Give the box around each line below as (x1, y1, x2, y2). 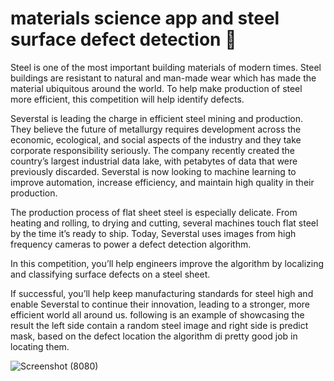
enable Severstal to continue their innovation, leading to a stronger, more (10, 298, 311, 310)
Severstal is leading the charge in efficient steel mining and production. (10, 112, 304, 124)
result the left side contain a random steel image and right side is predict (10, 319, 309, 331)
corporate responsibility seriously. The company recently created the (10, 144, 295, 156)
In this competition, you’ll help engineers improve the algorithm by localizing (10, 257, 325, 269)
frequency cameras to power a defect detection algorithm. (10, 238, 252, 250)
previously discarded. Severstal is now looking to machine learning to (10, 165, 297, 177)
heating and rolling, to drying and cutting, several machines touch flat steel (10, 217, 319, 229)
